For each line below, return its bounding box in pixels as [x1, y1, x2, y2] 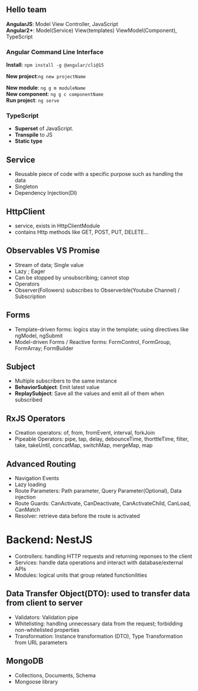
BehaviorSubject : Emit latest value [14, 384, 100, 391]
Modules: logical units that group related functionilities [14, 571, 148, 579]
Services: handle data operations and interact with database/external [14, 559, 183, 566]
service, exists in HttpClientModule [14, 222, 100, 230]
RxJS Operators [6, 413, 66, 423]
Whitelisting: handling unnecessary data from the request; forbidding [14, 620, 183, 627]
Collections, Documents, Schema [14, 671, 96, 679]
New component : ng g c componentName [6, 91, 104, 98]
